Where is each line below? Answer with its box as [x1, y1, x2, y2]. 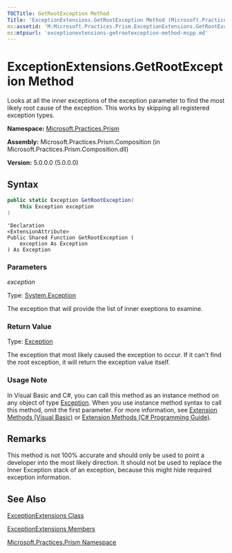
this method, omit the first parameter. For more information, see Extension [7, 405, 217, 414]
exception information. [7, 473, 71, 481]
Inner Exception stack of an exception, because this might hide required [7, 466, 212, 474]
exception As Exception [19, 240, 88, 247]
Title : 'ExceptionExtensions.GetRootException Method [7, 17, 166, 23]
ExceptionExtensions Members [7, 525, 95, 533]
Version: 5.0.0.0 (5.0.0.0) [7, 159, 79, 167]
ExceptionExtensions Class [7, 512, 84, 520]
